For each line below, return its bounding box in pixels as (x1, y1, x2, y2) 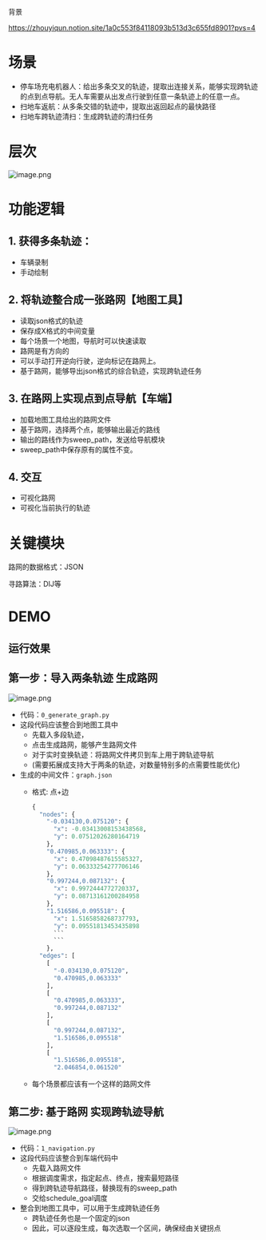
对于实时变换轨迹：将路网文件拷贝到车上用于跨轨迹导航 (31, 749, 214, 759)
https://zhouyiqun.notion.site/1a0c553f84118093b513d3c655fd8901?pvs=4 (8, 23, 256, 32)
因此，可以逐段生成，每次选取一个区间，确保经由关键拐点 (31, 1223, 221, 1233)
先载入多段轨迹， (31, 729, 89, 739)
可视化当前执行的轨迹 (19, 503, 90, 513)
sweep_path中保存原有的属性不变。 (19, 444, 137, 454)
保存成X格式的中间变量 (19, 325, 96, 335)
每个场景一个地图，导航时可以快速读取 (19, 336, 146, 345)
